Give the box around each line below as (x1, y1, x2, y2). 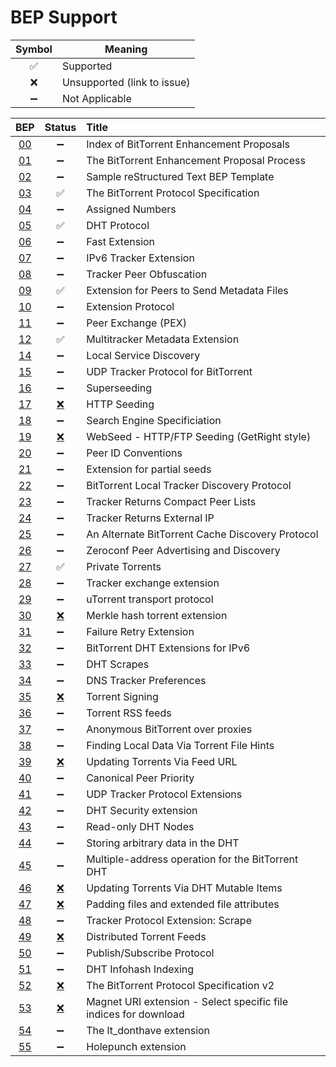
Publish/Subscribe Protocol (86, 946, 215, 960)
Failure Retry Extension (86, 624, 195, 638)
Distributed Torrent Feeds (86, 929, 207, 943)
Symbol (15, 42, 53, 56)
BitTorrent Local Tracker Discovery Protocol (86, 478, 292, 492)
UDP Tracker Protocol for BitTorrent (86, 364, 253, 378)
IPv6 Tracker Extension (86, 251, 195, 265)
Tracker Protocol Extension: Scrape (86, 913, 252, 927)
